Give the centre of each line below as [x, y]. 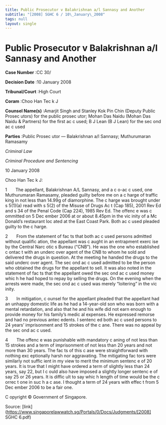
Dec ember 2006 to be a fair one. [39, 387]
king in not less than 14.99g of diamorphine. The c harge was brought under [83, 200]
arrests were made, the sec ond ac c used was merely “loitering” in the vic [81, 284]
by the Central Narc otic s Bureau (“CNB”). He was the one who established [82, 247]
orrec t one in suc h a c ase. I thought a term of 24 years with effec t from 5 [82, 382]
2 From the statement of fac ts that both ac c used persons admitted [79, 236]
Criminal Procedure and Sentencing [42, 161]
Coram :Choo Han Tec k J [32, 101]
